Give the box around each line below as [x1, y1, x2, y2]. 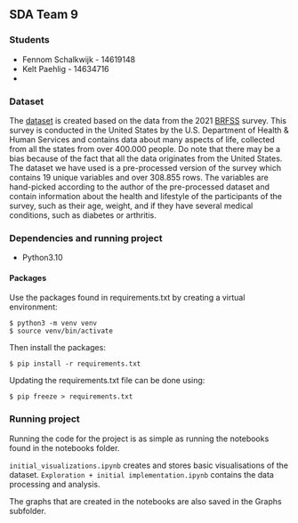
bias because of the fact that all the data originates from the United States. [9, 153, 283, 164]
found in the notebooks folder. [9, 442, 120, 453]
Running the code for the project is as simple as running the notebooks [9, 433, 270, 444]
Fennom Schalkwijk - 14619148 [21, 53, 136, 65]
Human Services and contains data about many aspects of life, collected [9, 133, 276, 145]
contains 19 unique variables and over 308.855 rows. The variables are [9, 172, 269, 182]
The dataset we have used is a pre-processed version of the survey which [9, 162, 282, 173]
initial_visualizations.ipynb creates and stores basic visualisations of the [9, 460, 289, 471]
